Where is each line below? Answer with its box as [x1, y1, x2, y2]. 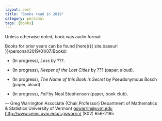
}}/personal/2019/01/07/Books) [5, 48, 67, 54]
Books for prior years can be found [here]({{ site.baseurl [5, 43, 118, 49]
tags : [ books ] [5, 20, 34, 26]
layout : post [5, 7, 32, 12]
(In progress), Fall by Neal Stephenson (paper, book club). [12, 91, 129, 97]
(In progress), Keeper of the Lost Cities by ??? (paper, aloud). [12, 67, 134, 73]
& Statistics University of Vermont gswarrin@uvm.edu [5, 106, 113, 111]
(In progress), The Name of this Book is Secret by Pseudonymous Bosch [12, 76, 157, 82]
